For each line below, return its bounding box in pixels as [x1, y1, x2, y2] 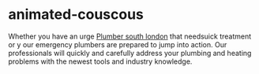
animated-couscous [8, 6, 145, 24]
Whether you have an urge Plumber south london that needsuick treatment [8, 31, 252, 41]
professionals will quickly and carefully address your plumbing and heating [8, 48, 252, 57]
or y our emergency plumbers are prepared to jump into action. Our [8, 39, 227, 49]
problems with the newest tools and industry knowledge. [8, 57, 193, 66]
